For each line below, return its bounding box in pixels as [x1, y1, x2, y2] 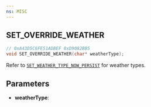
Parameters [6, 78, 50, 88]
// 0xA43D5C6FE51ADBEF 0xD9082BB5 [6, 46, 91, 51]
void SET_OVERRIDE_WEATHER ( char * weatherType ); [6, 51, 125, 57]
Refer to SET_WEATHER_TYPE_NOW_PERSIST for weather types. [6, 62, 146, 69]
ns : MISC [6, 8, 28, 15]
